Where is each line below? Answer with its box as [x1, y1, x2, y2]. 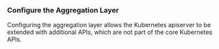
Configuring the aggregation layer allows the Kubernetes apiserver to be [7, 21, 211, 29]
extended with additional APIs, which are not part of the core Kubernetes [7, 28, 213, 36]
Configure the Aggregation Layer [7, 5, 119, 15]
